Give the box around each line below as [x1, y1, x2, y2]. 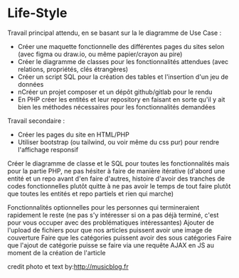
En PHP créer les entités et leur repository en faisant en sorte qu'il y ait [17, 95, 225, 104]
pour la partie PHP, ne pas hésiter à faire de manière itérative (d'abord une [7, 166, 225, 175]
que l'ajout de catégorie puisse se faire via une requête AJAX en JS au [7, 240, 215, 250]
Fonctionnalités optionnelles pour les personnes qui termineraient [7, 203, 200, 211]
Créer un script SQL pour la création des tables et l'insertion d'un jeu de [17, 73, 229, 81]
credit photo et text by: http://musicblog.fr [7, 262, 129, 271]
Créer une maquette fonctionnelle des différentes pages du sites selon [17, 42, 225, 50]
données [17, 80, 44, 88]
